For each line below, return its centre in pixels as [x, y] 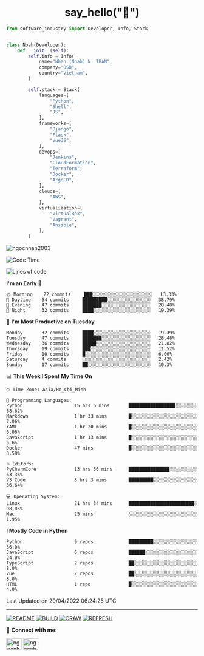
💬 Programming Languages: [39, 400]
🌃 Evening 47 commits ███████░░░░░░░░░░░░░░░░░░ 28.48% [90, 305]
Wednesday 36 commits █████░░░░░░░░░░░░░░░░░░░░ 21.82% [90, 343]
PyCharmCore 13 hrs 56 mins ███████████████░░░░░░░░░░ [102, 469]
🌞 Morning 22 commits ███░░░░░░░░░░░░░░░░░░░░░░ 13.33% [92, 294]
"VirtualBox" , [67, 214]
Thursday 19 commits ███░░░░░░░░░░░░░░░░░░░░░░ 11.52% [90, 348]
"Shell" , [60, 107]
